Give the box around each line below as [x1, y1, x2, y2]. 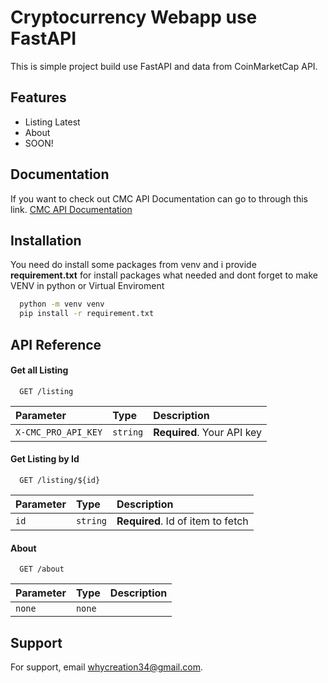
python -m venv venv [19, 299, 105, 310]
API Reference [10, 336, 102, 353]
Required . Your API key [153, 425, 263, 439]
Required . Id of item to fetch [116, 514, 249, 528]
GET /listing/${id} [19, 475, 101, 485]
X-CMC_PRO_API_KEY [15, 426, 103, 438]
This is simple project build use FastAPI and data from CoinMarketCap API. [10, 60, 318, 72]
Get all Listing [10, 364, 69, 376]
